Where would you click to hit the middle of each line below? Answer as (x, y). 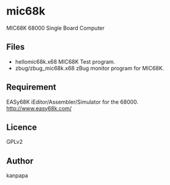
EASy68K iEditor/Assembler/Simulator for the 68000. (72, 102)
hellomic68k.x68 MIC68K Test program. (65, 61)
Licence (22, 127)
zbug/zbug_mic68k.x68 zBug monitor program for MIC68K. (90, 68)
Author (20, 161)
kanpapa (17, 176)
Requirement (31, 87)
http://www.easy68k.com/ (39, 108)
